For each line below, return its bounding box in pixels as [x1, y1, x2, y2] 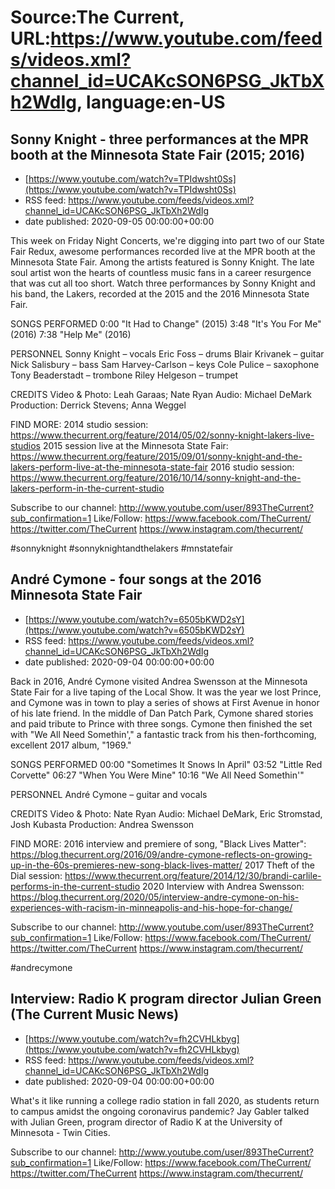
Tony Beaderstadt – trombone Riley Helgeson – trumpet [10, 369, 239, 381]
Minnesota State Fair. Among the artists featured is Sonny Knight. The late [10, 256, 315, 268]
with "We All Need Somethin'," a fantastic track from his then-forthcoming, [10, 728, 317, 740]
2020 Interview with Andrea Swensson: [142, 880, 305, 892]
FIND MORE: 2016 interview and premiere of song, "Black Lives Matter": [10, 837, 307, 850]
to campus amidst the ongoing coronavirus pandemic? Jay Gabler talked [10, 1105, 310, 1117]
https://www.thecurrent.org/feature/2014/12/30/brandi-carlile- [64, 869, 322, 881]
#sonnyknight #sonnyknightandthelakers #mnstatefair [10, 542, 234, 554]
